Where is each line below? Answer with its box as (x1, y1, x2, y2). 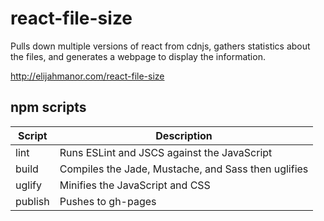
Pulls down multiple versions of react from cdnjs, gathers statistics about (10, 40, 311, 52)
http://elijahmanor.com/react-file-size (10, 70, 165, 82)
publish (15, 194, 50, 208)
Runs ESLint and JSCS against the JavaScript (59, 145, 273, 159)
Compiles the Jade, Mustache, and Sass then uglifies (59, 162, 309, 176)
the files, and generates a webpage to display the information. (10, 50, 266, 62)
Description (155, 128, 213, 142)
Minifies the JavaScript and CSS (59, 178, 211, 192)
